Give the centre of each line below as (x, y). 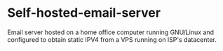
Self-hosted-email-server (84, 13)
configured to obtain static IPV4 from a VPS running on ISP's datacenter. (112, 39)
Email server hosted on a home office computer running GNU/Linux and (110, 32)
